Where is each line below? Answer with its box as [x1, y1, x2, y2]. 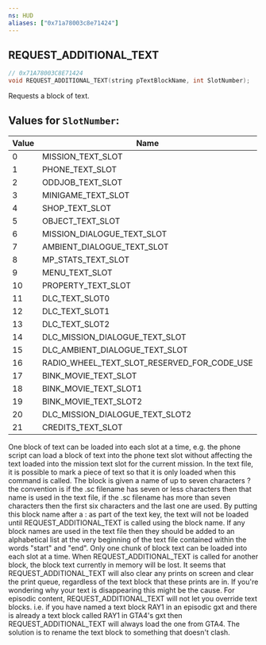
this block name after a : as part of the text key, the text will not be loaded [8, 509, 249, 519]
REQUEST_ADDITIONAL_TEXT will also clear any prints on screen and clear [8, 568, 254, 578]
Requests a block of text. [8, 91, 90, 101]
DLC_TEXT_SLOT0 [42, 293, 110, 304]
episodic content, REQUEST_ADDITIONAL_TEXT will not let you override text [8, 593, 258, 603]
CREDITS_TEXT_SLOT [42, 421, 123, 432]
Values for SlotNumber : [8, 114, 120, 128]
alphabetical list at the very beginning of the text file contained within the [8, 535, 247, 544]
